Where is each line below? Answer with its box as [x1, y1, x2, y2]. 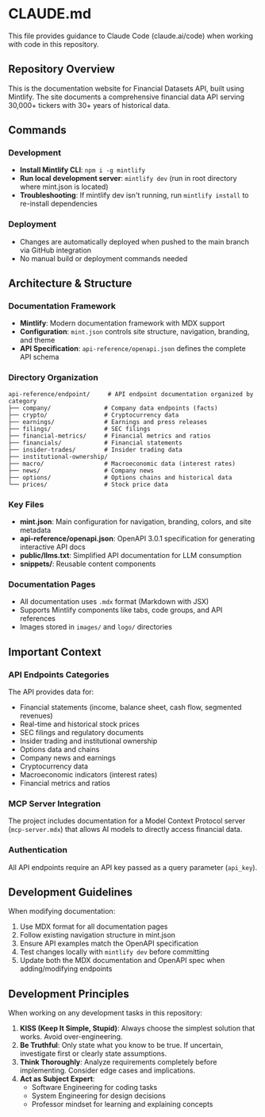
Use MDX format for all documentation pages [19, 922, 168, 931]
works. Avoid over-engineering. [19, 1032, 123, 1042]
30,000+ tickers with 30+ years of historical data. [8, 100, 171, 110]
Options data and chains [19, 745, 100, 754]
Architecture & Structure [8, 277, 132, 291]
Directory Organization [8, 372, 99, 383]
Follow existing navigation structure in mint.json [19, 930, 176, 940]
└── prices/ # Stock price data [8, 480, 169, 488]
